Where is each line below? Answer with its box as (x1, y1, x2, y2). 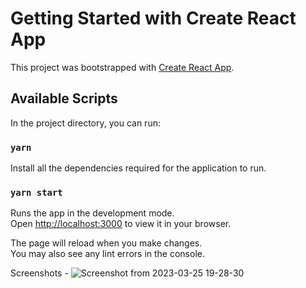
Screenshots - (10, 267, 69, 279)
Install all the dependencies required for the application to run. (10, 162, 267, 174)
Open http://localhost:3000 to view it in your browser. (10, 218, 232, 230)
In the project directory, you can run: (10, 117, 161, 129)
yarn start (10, 187, 63, 198)
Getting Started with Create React (10, 7, 297, 30)
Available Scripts (10, 90, 118, 107)
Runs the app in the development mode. (10, 207, 175, 219)
